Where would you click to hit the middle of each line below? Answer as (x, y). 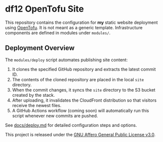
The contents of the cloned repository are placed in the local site (78, 79)
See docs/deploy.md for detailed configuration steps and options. (71, 125)
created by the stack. (33, 95)
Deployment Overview (40, 48)
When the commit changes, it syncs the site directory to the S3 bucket (84, 90)
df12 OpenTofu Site (44, 9)
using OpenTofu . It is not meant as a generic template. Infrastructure (74, 27)
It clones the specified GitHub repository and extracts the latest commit (84, 69)
